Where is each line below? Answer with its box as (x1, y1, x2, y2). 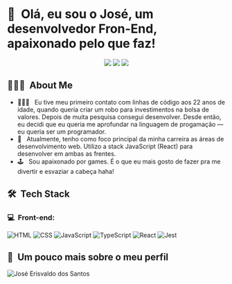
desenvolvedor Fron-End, (7, 21, 157, 37)
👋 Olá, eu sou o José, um (7, 6, 154, 22)
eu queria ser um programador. (17, 127, 107, 136)
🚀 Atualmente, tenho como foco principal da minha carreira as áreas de (17, 134, 224, 143)
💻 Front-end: (7, 213, 55, 222)
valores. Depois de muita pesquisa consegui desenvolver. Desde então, (17, 112, 222, 121)
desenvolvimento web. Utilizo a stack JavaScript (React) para (17, 142, 193, 150)
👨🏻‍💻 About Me (7, 80, 73, 91)
